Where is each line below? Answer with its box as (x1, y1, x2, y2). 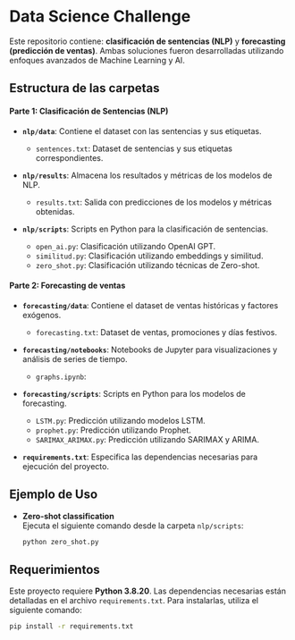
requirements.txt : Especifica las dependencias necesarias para (21, 451, 258, 462)
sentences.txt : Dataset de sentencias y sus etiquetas (35, 143, 232, 154)
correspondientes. (35, 152, 104, 163)
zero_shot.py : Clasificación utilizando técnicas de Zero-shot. (35, 259, 260, 270)
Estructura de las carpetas (9, 80, 160, 96)
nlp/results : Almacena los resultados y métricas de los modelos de (21, 170, 273, 181)
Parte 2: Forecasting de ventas (9, 280, 126, 291)
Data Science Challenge (9, 6, 191, 27)
